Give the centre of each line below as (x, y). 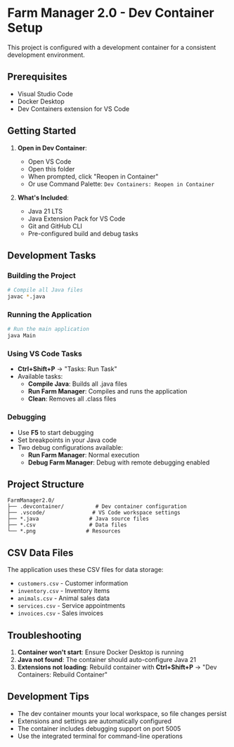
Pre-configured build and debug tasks (83, 233)
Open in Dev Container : (52, 148)
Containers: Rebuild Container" (62, 675)
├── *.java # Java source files (78, 519)
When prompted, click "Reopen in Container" (93, 176)
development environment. (46, 55)
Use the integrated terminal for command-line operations (100, 736)
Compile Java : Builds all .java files (78, 384)
